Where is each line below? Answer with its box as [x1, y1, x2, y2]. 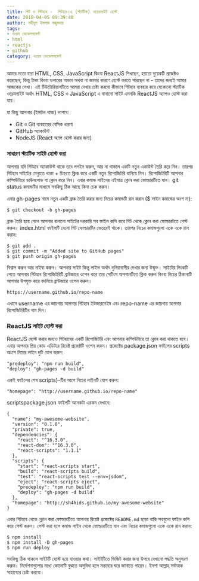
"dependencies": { [12, 432, 58, 438]
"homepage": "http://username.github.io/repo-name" [7, 388, 138, 395]
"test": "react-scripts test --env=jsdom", [17, 474, 128, 480]
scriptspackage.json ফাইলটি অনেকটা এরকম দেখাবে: [7, 399, 111, 406]
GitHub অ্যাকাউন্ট [15, 127, 50, 135]
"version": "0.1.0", [12, 421, 63, 428]
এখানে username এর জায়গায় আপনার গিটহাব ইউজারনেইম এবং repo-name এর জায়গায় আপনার [7, 300, 182, 307]
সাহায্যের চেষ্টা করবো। [7, 569, 44, 576]
